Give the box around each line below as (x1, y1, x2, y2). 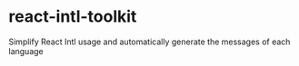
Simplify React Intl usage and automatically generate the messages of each (8, 36, 291, 47)
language (8, 45, 44, 56)
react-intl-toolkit (8, 6, 137, 27)
